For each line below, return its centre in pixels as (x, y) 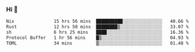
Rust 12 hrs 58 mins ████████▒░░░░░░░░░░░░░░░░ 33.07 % (97, 27)
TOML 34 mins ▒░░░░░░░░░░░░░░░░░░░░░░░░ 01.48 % (97, 43)
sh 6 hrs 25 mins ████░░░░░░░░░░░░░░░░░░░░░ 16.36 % (97, 32)
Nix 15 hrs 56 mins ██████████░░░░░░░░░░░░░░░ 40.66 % (97, 22)
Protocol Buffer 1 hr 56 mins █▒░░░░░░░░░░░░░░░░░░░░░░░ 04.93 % (97, 37)
